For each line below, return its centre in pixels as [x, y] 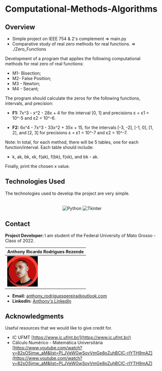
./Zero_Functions [29, 49]
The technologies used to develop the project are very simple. [68, 193]
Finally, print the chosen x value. [38, 166]
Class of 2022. [20, 241]
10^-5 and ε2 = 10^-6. [34, 118]
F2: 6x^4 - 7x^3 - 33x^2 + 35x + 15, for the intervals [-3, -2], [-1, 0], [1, [83, 127]
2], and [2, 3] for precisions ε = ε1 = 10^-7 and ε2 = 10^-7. [70, 133]
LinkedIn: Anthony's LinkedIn [42, 301]
